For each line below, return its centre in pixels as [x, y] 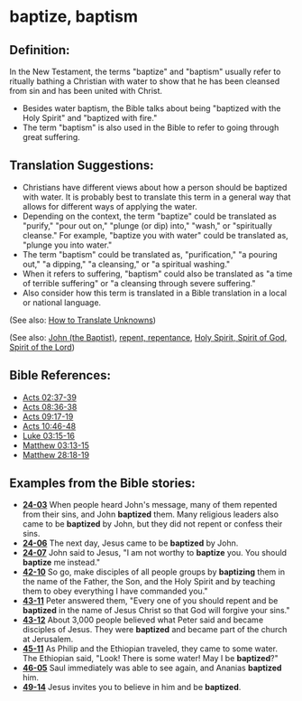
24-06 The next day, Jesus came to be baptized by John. [130, 543]
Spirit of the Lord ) [42, 347]
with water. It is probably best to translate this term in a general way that [156, 197]
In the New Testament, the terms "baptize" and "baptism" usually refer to [145, 71]
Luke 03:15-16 [48, 435]
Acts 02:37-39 [49, 397]
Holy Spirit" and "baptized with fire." [90, 118]
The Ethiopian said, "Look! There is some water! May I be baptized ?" [150, 659]
